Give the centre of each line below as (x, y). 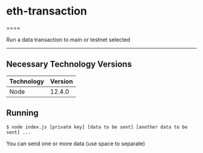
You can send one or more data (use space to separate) (76, 143)
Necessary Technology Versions (69, 64)
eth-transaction (47, 11)
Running (23, 113)
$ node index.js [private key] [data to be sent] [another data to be (97, 127)
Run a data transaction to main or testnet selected (68, 39)
